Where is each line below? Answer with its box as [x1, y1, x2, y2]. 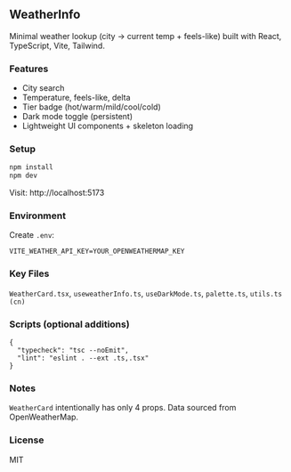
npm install [9, 163, 53, 172]
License [9, 434, 44, 446]
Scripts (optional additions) [9, 318, 131, 330]
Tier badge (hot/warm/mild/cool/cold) [21, 102, 162, 112]
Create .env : [9, 230, 55, 240]
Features [9, 62, 49, 75]
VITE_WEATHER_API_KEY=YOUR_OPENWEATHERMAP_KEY [9, 247, 185, 256]
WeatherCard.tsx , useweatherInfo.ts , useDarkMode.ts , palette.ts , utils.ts [9, 288, 283, 298]
